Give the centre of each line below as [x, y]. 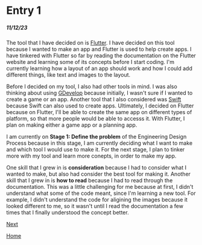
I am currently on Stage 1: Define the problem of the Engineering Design [96, 137]
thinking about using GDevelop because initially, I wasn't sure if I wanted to [99, 93]
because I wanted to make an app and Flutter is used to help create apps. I [99, 49]
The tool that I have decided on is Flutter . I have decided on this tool [90, 43]
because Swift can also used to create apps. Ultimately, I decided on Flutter [100, 106]
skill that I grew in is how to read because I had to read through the [90, 180]
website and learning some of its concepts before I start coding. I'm [90, 62]
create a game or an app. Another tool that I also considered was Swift [94, 100]
